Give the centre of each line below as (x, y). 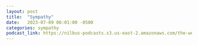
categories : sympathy (33, 28)
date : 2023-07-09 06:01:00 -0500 (50, 22)
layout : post (22, 11)
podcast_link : (24, 33)
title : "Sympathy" (30, 17)
